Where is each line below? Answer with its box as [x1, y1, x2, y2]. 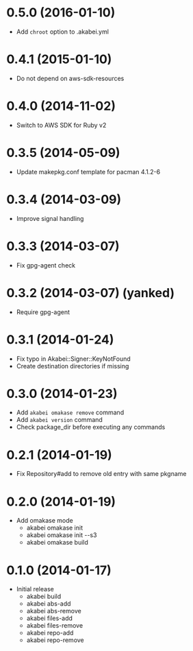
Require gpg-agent [16, 307, 70, 316]
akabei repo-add [26, 629, 74, 637]
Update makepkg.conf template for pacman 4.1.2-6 [16, 167, 161, 176]
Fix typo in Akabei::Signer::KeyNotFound [16, 355, 131, 363]
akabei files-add [26, 614, 73, 622]
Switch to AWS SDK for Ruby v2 [16, 121, 107, 129]
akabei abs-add [26, 600, 71, 608]
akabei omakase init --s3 [26, 531, 97, 539]
